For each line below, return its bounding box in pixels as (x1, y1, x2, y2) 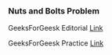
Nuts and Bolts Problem (8, 5, 100, 16)
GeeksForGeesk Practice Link (8, 38, 104, 48)
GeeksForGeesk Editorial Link (8, 24, 103, 33)
